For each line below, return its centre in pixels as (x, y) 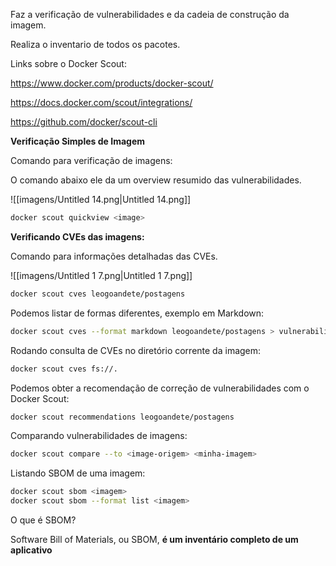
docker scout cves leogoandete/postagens (98, 294)
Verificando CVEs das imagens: (77, 236)
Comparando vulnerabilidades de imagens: (99, 436)
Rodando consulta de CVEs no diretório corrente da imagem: (136, 350)
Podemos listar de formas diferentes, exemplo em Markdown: (137, 313)
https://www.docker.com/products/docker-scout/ (112, 83)
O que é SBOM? (43, 520)
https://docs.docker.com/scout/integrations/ (101, 102)
